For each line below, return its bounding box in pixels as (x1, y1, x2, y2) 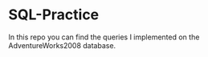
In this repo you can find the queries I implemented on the (8, 32, 200, 42)
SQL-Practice (8, 6, 100, 24)
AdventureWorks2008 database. (8, 40, 116, 50)
